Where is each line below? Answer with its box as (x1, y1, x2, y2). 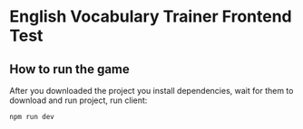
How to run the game (9, 61, 130, 77)
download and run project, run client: (9, 95, 148, 106)
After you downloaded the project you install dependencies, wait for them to (9, 86, 294, 96)
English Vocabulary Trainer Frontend (9, 6, 292, 27)
